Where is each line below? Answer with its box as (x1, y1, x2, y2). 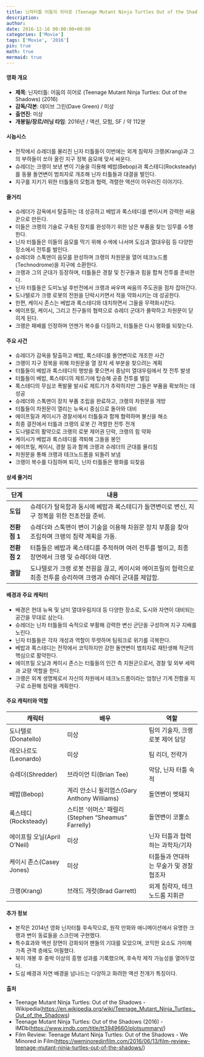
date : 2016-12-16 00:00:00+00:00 (6, 26, 91, 32)
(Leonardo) (9, 755, 42, 763)
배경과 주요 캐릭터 (6, 592, 49, 599)
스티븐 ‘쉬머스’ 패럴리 (67, 805, 124, 814)
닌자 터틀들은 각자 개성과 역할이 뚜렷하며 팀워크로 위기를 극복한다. (15, 636, 171, 643)
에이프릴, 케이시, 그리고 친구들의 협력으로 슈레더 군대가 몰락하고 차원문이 (15, 307, 187, 314)
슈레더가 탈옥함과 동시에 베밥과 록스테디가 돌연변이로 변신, (30, 502, 187, 511)
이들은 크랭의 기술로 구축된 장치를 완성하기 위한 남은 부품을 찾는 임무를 (15, 223, 182, 230)
